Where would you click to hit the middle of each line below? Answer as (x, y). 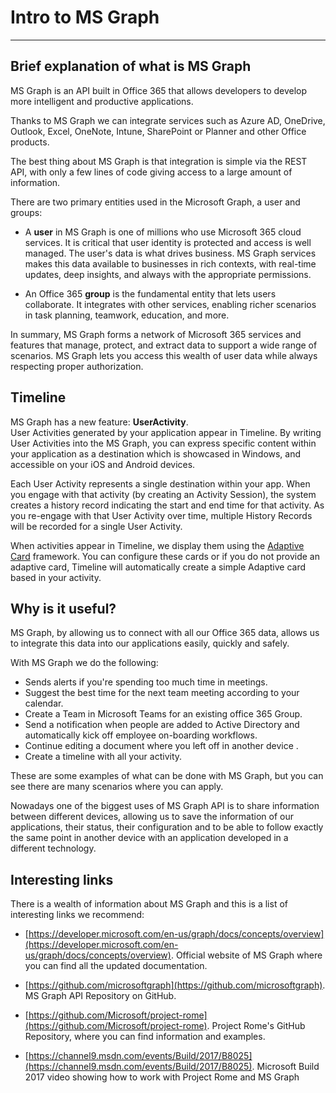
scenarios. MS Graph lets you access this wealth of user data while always (164, 355)
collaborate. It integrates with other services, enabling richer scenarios (170, 304)
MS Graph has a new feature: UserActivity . (99, 422)
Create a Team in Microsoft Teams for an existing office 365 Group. (163, 714)
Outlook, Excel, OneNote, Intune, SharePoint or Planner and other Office (158, 131)
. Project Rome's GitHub (256, 1026)
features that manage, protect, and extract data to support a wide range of (164, 345)
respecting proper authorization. (77, 366)
